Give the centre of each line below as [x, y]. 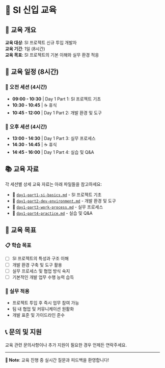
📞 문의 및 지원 [23, 332]
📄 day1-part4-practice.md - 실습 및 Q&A [52, 213]
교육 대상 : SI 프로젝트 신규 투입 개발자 [41, 43]
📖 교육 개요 [21, 30]
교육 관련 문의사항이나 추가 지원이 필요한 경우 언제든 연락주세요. [66, 345]
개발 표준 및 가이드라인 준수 [39, 315]
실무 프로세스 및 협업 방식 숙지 [41, 271]
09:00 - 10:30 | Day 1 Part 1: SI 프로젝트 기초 [56, 99]
